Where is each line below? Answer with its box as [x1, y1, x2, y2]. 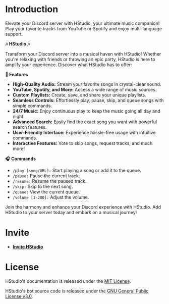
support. [5, 31, 23, 37]
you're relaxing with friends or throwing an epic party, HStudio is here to [5, 56, 155, 62]
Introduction [5, 4, 59, 15]
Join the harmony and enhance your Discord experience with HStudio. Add [5, 204, 161, 210]
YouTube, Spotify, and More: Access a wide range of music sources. [12, 86, 157, 92]
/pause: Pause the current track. [12, 173, 80, 179]
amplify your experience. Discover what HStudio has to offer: [5, 62, 132, 68]
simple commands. [12, 103, 52, 109]
